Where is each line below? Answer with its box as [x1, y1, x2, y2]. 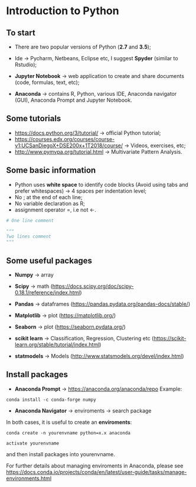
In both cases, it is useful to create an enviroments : [6, 418, 132, 426]
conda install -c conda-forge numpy [6, 397, 96, 402]
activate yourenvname [6, 440, 60, 446]
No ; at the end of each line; [14, 193, 83, 200]
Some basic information [6, 165, 96, 176]
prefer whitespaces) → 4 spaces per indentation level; [14, 187, 147, 194]
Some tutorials [6, 113, 61, 124]
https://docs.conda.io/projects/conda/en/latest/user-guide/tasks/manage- [6, 468, 187, 475]
